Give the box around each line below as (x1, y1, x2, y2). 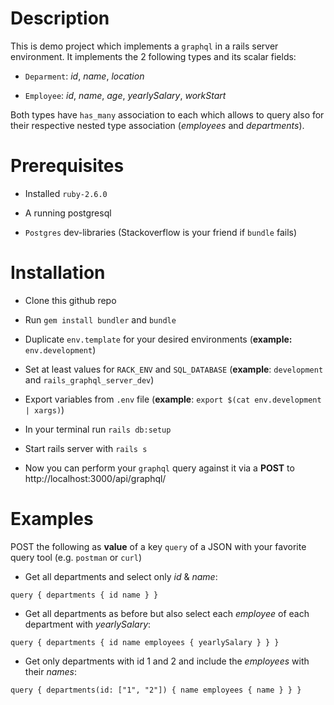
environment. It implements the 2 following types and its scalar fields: (10, 50, 297, 62)
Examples (10, 508, 94, 530)
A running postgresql (24, 207, 112, 219)
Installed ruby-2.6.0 (24, 187, 108, 199)
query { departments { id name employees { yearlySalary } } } (10, 637, 280, 647)
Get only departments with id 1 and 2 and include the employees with (24, 655, 310, 667)
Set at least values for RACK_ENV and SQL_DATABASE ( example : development (24, 363, 324, 375)
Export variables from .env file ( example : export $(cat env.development (24, 393, 322, 405)
